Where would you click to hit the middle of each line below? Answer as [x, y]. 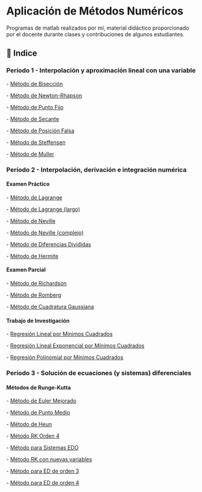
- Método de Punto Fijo [35, 107]
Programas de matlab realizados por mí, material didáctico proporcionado [98, 28]
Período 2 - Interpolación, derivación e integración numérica [96, 169]
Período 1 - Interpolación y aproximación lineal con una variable [101, 71]
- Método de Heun [29, 424]
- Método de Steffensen [36, 142]
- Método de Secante [33, 118]
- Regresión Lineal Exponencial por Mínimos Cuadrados [75, 346]
